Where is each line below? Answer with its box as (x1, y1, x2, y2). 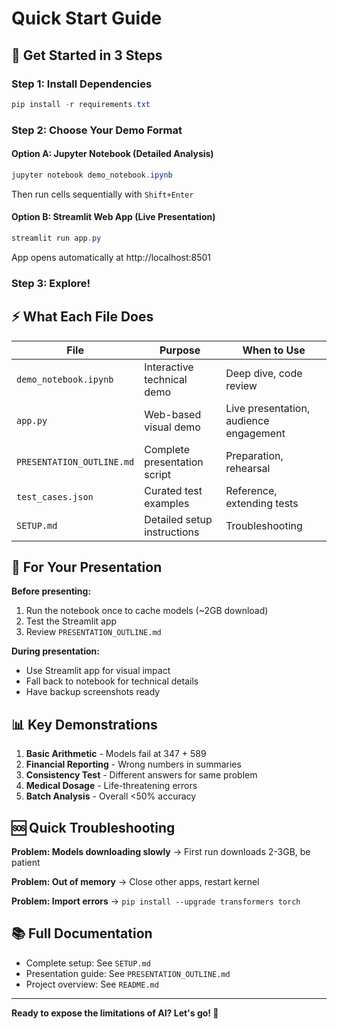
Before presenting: (11, 585, 92, 597)
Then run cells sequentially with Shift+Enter (11, 188, 194, 200)
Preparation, (225, 448, 284, 462)
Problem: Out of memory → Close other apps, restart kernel (11, 876, 260, 887)
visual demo (144, 420, 201, 434)
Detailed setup (144, 512, 213, 526)
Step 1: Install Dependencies (11, 77, 153, 91)
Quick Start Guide (11, 7, 163, 30)
